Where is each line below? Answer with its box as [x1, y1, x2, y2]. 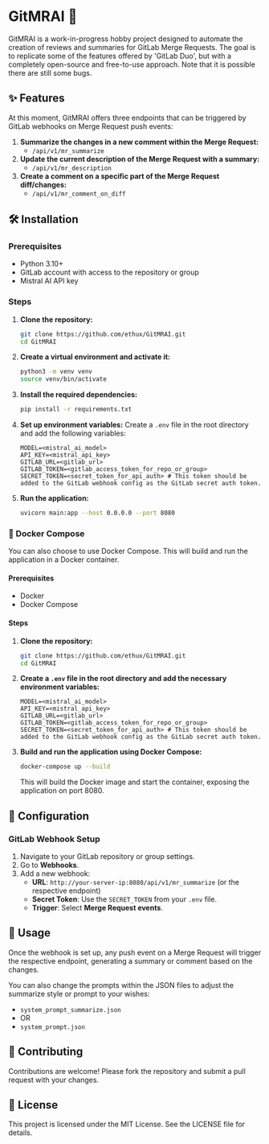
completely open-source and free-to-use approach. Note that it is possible [8, 60, 255, 69]
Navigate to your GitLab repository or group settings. [19, 852, 195, 861]
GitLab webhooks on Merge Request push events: [8, 121, 173, 131]
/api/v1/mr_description [31, 164, 112, 172]
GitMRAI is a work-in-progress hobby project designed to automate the [8, 34, 243, 43]
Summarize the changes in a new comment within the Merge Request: [19, 137, 259, 147]
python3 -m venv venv [19, 368, 93, 376]
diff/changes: [19, 180, 67, 189]
